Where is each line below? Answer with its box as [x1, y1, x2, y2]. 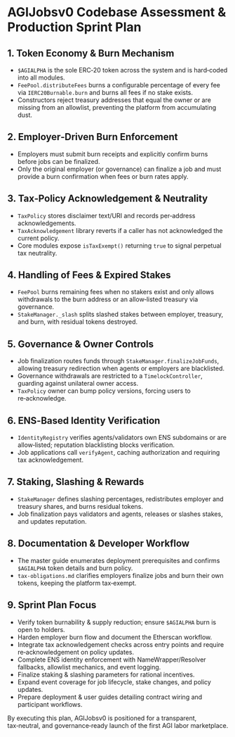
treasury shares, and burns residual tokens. [17, 502, 144, 510]
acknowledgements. [17, 219, 76, 227]
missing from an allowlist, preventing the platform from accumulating [17, 103, 217, 111]
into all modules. [17, 73, 65, 82]
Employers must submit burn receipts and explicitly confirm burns [17, 149, 208, 158]
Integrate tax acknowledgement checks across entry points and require [17, 640, 224, 648]
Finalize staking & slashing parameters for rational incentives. [17, 670, 195, 679]
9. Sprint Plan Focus [7, 599, 97, 611]
